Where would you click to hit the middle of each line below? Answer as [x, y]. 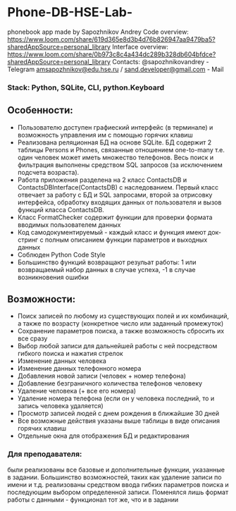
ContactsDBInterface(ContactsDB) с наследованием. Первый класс [118, 187]
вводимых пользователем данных [69, 224]
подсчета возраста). [48, 172]
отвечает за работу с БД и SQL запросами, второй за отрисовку [115, 195]
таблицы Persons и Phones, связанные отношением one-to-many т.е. [121, 149]
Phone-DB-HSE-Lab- [70, 12]
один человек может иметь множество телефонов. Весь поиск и [115, 157]
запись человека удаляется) [60, 406]
